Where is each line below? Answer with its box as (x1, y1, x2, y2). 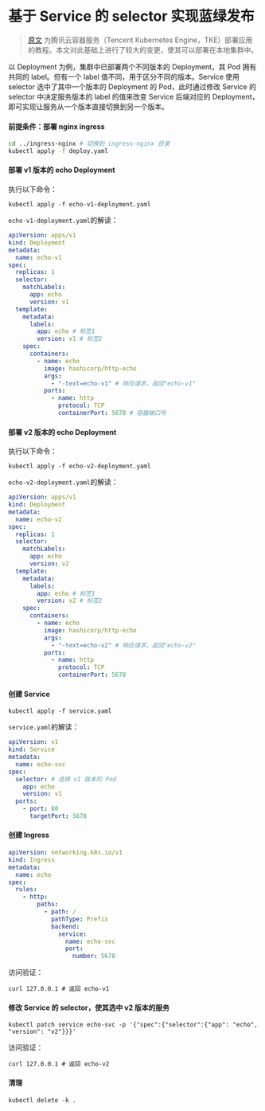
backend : (50, 922, 80, 930)
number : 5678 (72, 953, 115, 960)
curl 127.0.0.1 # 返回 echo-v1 (8, 985, 110, 993)
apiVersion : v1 (8, 738, 59, 746)
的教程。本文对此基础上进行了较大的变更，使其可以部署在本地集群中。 (27, 45, 259, 54)
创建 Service (8, 689, 50, 698)
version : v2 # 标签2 (37, 597, 103, 605)
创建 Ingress (8, 830, 50, 840)
